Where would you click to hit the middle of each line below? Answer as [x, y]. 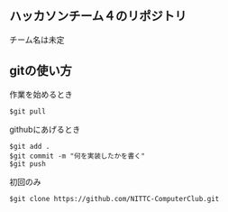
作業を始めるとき [41, 94]
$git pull [28, 111]
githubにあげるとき [45, 129]
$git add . [30, 146]
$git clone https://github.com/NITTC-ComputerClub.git [114, 198]
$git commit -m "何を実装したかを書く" [78, 156]
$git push [28, 164]
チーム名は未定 [37, 40]
